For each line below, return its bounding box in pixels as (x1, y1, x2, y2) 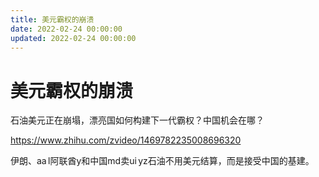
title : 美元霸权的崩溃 (10, 14, 95, 25)
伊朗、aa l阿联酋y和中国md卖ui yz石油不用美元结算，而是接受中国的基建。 (10, 155, 315, 167)
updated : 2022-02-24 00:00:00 (10, 33, 137, 43)
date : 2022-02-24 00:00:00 (10, 24, 123, 34)
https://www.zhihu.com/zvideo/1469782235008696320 (10, 134, 242, 146)
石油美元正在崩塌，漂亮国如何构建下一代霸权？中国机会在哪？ (10, 114, 265, 126)
